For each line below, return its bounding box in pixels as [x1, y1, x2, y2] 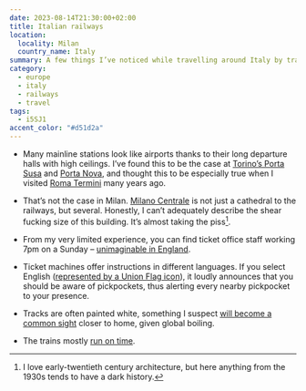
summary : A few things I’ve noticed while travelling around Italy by [9, 56, 283, 65]
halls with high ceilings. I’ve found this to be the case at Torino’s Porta [22, 159, 285, 169]
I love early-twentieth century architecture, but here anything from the [22, 361, 286, 372]
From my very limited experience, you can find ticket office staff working [22, 233, 296, 244]
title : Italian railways [9, 22, 104, 31]
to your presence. [22, 290, 89, 301]
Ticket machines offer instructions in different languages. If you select [22, 261, 286, 272]
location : [9, 30, 47, 39]
